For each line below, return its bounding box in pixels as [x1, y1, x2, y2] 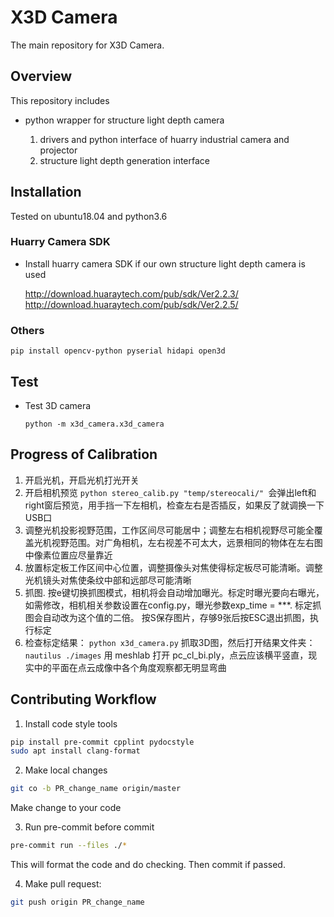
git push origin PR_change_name [10, 897, 145, 908]
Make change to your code [10, 802, 122, 814]
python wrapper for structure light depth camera [24, 114, 225, 126]
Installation [10, 184, 82, 201]
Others [10, 323, 45, 337]
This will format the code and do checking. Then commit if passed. [10, 859, 286, 871]
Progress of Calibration [10, 446, 158, 463]
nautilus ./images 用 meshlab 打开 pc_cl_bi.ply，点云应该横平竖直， [24, 649, 309, 661]
